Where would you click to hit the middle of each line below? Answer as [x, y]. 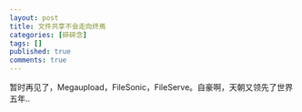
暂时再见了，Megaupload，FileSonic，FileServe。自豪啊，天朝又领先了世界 [151, 87]
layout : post [34, 18]
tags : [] [26, 43]
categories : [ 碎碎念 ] [48, 35]
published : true [40, 52]
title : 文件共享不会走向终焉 [58, 26]
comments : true [38, 60]
